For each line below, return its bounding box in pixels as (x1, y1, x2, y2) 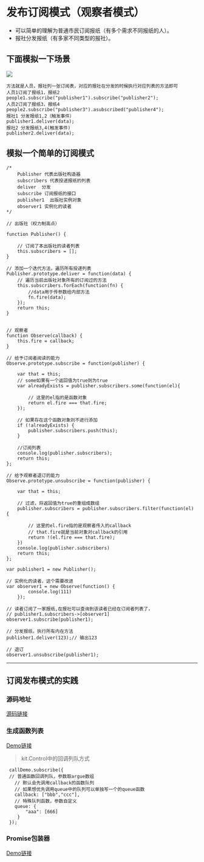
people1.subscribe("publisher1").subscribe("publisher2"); (6, 95, 159, 101)
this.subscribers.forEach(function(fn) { (17, 282, 123, 289)
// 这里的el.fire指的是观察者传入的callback (28, 522, 132, 529)
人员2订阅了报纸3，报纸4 (6, 101, 60, 107)
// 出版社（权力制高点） (6, 220, 60, 227)
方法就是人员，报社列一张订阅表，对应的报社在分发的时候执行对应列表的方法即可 (6, 83, 178, 89)
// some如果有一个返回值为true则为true (17, 378, 108, 384)
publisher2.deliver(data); (6, 130, 75, 136)
